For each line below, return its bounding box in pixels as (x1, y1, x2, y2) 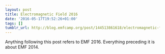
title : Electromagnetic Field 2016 (5, 12, 78, 17)
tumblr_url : (5, 26, 29, 30)
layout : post (5, 7, 32, 12)
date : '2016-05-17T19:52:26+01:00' (5, 16, 78, 21)
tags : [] (5, 21, 23, 26)
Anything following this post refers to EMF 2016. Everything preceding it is (5, 39, 155, 45)
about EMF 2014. (5, 44, 39, 50)
